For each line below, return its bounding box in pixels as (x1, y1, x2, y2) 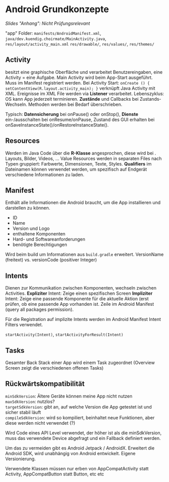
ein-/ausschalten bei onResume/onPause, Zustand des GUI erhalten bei (5, 116, 155, 123)
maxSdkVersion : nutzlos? (5, 398, 55, 405)
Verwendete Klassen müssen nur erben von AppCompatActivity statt (5, 465, 149, 471)
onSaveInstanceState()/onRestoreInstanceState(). (5, 122, 109, 128)
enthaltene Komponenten (12, 231, 66, 237)
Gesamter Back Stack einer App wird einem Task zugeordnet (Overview (5, 359, 155, 366)
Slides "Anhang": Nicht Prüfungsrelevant (5, 20, 90, 26)
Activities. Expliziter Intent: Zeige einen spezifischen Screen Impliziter (5, 290, 153, 297)
